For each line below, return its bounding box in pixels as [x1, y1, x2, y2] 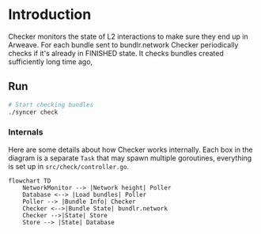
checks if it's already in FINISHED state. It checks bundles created [8, 48, 224, 58]
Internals [8, 126, 43, 138]
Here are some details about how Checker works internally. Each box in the [8, 145, 253, 154]
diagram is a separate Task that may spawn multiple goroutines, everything [8, 153, 252, 163]
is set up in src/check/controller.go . [8, 161, 129, 171]
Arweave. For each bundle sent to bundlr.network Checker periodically [8, 40, 239, 49]
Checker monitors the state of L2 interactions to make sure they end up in [8, 32, 248, 41]
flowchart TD [8, 176, 51, 185]
